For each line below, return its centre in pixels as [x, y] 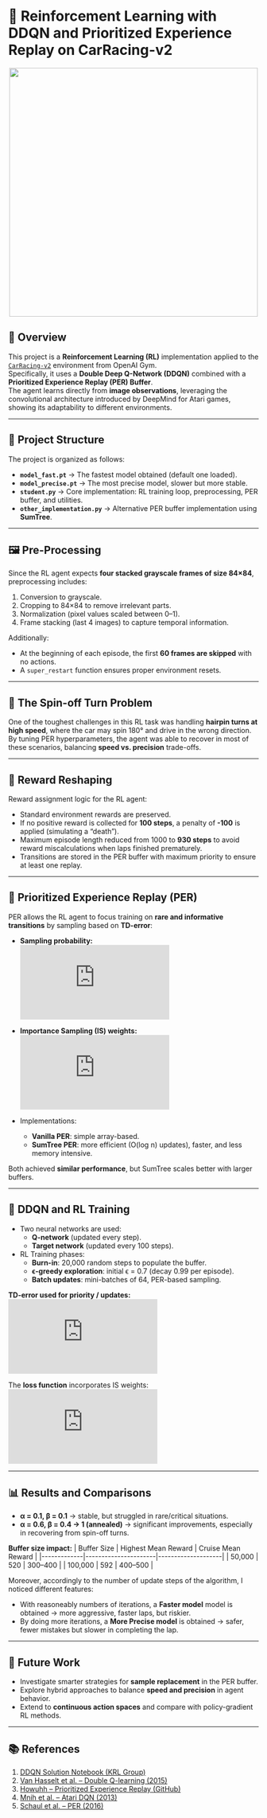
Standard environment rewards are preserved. [95, 814]
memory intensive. [62, 1153]
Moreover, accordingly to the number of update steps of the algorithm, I [126, 1581]
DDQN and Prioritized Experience [120, 33]
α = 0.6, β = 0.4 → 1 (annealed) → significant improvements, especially [136, 1524]
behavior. [35, 1699]
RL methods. [41, 1715]
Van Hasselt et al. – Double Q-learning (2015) [94, 1781]
